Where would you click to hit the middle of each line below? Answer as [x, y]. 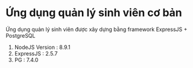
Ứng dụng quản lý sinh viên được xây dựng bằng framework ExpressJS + [96, 29]
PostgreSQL [21, 35]
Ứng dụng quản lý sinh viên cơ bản [94, 13]
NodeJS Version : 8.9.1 [42, 47]
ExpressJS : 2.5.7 [36, 53]
